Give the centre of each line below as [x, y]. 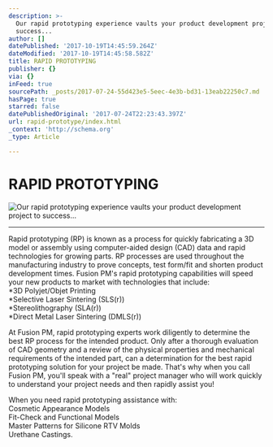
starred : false [34, 106]
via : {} [22, 76]
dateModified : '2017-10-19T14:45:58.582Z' [81, 54]
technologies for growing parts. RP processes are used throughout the [126, 256]
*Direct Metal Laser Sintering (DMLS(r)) [75, 316]
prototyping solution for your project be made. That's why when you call [129, 367]
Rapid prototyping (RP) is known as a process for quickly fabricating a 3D [131, 239]
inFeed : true [30, 84]
